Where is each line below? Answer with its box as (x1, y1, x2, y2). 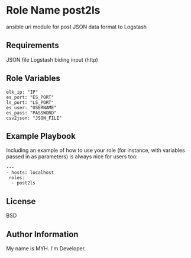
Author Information (6, 229, 79, 239)
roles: (8, 175, 25, 181)
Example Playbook (6, 131, 76, 141)
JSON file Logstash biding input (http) (6, 56, 99, 63)
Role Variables (6, 74, 60, 84)
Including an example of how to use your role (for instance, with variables (6, 146, 185, 154)
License (6, 196, 36, 206)
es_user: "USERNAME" (6, 104, 57, 110)
